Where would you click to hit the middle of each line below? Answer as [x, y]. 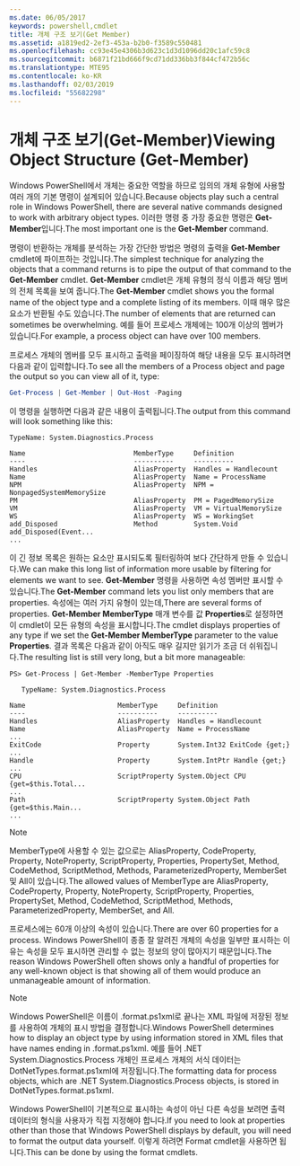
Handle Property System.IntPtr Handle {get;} [148, 761]
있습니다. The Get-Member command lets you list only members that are [142, 592]
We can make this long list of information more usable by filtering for [145, 569]
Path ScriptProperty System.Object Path [130, 800]
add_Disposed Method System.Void [124, 525]
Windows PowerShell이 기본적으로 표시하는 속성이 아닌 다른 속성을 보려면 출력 [147, 1109]
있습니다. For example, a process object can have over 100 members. [135, 336]
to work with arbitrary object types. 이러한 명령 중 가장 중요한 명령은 [131, 217]
